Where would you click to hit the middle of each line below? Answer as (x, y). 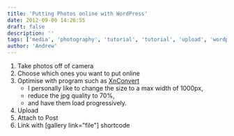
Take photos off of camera (55, 66)
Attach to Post (38, 118)
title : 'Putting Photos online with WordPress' (78, 14)
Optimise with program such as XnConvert (78, 81)
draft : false (26, 27)
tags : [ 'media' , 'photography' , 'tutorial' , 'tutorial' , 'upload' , (107, 40)
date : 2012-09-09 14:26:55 (46, 20)
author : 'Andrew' (32, 46)
